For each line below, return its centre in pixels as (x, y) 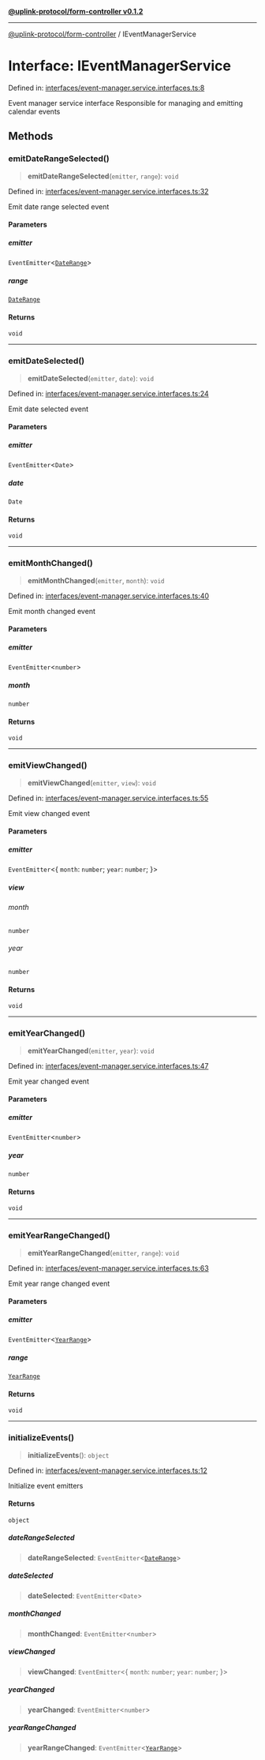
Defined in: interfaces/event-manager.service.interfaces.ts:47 (108, 1065)
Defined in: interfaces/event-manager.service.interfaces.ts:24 (108, 393)
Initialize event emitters (46, 1485)
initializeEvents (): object (68, 1455)
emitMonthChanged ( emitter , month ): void (96, 580)
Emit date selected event (49, 409)
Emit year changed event (49, 1081)
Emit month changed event (52, 611)
